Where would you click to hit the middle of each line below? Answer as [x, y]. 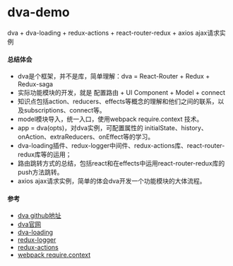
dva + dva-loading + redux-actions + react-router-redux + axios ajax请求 [114, 33]
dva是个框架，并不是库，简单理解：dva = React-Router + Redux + [114, 76]
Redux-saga [35, 84]
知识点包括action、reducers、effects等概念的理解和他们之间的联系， [118, 102]
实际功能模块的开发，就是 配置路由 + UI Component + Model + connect [121, 93]
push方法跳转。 [40, 172]
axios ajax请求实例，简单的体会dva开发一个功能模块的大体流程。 [112, 181]
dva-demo [38, 12]
